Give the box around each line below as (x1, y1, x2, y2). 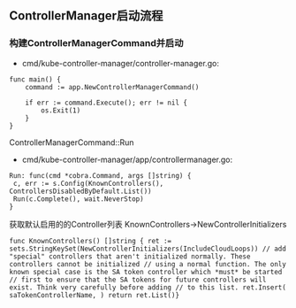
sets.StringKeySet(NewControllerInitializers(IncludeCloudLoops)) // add (9, 244, 287, 253)
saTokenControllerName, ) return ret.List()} (9, 290, 179, 299)
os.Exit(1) (41, 105, 81, 115)
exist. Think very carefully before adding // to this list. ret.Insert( (9, 282, 287, 292)
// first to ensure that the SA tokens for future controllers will (9, 275, 267, 284)
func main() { (9, 74, 62, 84)
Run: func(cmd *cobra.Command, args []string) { (9, 171, 192, 180)
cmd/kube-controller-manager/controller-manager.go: (21, 58, 219, 68)
